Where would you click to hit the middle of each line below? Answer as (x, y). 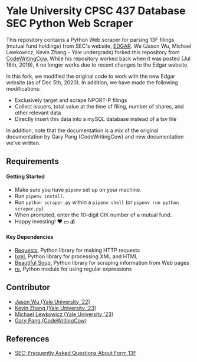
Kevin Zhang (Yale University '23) (55, 308)
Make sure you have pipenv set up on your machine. (78, 189)
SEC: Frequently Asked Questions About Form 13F (75, 353)
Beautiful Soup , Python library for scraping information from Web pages (102, 262)
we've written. (23, 143)
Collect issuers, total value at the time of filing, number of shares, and (99, 106)
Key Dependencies (30, 237)
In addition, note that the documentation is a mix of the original (82, 130)
